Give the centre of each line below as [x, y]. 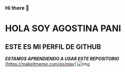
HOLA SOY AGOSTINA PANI [63, 29]
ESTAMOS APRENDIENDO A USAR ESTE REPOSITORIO [62, 59]
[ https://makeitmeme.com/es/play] [41, 64]
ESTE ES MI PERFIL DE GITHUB [53, 47]
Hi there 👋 [17, 8]
